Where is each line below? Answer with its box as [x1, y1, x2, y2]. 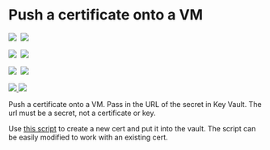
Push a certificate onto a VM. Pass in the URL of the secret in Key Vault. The [8, 99, 262, 109]
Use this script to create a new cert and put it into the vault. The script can [8, 123, 256, 133]
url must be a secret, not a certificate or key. [8, 108, 156, 118]
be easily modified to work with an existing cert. [8, 132, 168, 142]
